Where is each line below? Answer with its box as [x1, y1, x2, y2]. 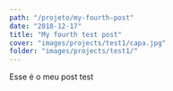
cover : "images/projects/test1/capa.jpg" [9, 38, 167, 48]
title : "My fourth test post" [9, 30, 123, 39]
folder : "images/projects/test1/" [9, 47, 139, 56]
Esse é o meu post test [9, 71, 94, 82]
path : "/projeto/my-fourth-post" [9, 13, 134, 23]
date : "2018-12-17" [9, 22, 82, 31]
